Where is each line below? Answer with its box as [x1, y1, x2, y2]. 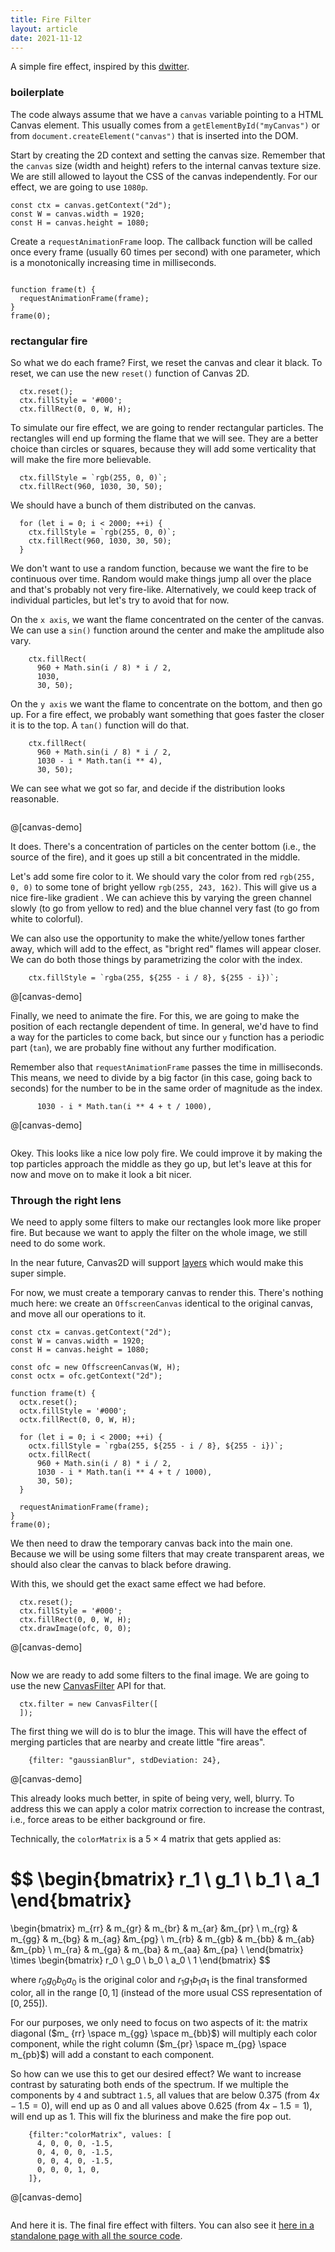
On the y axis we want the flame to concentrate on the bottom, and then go [10, 697, 323, 710]
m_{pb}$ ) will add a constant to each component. [10, 2049, 215, 2060]
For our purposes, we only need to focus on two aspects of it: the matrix [10, 2017, 308, 2028]
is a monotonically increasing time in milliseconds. [10, 256, 217, 268]
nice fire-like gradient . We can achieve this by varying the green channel [10, 891, 312, 903]
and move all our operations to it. [10, 1308, 147, 1320]
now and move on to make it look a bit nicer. [10, 1168, 192, 1180]
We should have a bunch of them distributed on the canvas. [10, 499, 257, 511]
